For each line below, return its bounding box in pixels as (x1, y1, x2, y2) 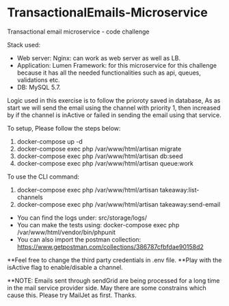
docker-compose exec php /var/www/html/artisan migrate (16, 144, 182, 153)
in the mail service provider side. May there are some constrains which (7, 283, 206, 292)
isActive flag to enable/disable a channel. (7, 263, 123, 271)
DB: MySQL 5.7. (16, 83, 62, 91)
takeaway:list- (159, 186, 200, 194)
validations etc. (16, 75, 60, 84)
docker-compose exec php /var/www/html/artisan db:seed (16, 152, 183, 160)
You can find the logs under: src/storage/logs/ (16, 214, 148, 222)
